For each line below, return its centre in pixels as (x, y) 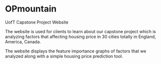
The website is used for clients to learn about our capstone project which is (80, 31)
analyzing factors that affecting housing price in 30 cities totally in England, (80, 37)
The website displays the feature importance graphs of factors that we (76, 51)
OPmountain (31, 9)
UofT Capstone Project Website (37, 22)
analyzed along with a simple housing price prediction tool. (64, 56)
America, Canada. (23, 41)
